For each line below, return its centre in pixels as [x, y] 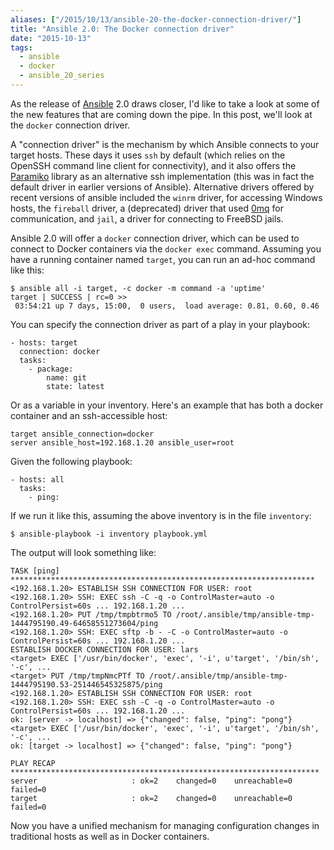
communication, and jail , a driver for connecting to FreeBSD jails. [147, 218]
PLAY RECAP [33, 763]
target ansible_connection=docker [82, 434]
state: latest [75, 386]
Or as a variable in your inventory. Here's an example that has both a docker [167, 405]
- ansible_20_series [62, 76]
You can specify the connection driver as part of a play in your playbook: [160, 324]
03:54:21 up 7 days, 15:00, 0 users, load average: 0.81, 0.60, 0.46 [167, 306]
